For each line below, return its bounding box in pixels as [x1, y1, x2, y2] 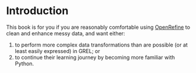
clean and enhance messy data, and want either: [6, 29, 125, 36]
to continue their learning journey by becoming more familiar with [14, 54, 175, 61]
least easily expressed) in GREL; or [14, 47, 100, 54]
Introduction [6, 4, 69, 18]
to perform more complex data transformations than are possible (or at [14, 41, 188, 48]
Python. [14, 60, 34, 67]
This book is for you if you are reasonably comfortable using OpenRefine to [6, 24, 191, 31]
